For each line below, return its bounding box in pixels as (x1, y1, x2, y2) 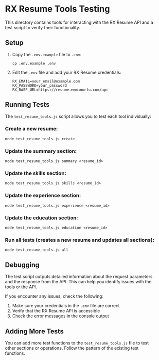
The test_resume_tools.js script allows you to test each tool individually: (5, 113, 152, 119)
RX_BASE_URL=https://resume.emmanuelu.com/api (12, 87, 108, 92)
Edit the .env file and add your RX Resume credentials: (12, 69, 122, 75)
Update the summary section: (5, 147, 77, 154)
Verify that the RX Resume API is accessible (12, 308, 100, 314)
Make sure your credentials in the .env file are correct (12, 303, 120, 309)
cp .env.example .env (12, 61, 56, 66)
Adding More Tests (5, 327, 64, 335)
